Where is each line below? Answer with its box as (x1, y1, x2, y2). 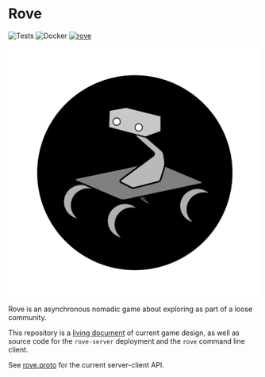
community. (8, 312, 47, 322)
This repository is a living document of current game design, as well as (8, 328, 240, 337)
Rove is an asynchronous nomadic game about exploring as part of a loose (8, 304, 253, 314)
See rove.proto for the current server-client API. (8, 360, 165, 369)
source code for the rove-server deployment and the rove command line (8, 336, 246, 345)
